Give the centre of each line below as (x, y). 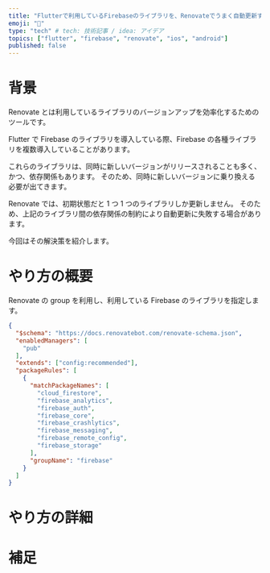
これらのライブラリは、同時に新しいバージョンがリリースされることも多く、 (135, 167)
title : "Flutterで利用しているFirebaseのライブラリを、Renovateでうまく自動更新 (133, 16)
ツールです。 (29, 122)
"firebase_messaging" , (75, 431)
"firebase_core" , (66, 416)
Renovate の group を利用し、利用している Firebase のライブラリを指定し (130, 300)
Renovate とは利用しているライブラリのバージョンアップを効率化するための (134, 112)
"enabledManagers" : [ (52, 340)
